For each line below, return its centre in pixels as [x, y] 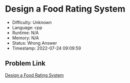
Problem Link [25, 63]
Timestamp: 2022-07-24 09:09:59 [47, 48]
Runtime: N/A [25, 33]
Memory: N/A [25, 38]
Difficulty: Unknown [32, 22]
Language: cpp [27, 27]
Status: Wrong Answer [34, 43]
